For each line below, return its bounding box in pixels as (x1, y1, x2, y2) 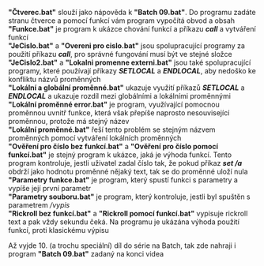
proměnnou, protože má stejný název (8, 117, 130, 126)
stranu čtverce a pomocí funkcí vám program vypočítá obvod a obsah (8, 16, 236, 25)
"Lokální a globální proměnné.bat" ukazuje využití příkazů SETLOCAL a (8, 83, 245, 92)
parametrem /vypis (8, 200, 70, 209)
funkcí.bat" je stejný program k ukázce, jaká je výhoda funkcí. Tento (8, 150, 232, 159)
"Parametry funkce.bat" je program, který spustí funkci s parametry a (8, 175, 239, 185)
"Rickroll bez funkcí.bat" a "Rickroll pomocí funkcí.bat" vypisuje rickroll (8, 209, 248, 218)
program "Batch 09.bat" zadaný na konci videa (8, 249, 164, 258)
